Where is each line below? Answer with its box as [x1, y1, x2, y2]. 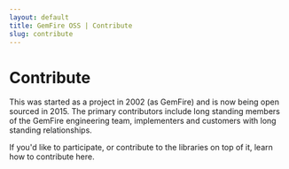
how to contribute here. [9, 151, 95, 162]
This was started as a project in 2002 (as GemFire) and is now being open [9, 96, 279, 107]
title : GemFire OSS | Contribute [9, 21, 133, 30]
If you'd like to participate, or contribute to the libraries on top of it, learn [9, 142, 273, 153]
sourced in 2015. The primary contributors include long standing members [9, 106, 281, 117]
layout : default [9, 12, 69, 22]
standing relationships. [9, 125, 93, 135]
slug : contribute [9, 29, 74, 38]
